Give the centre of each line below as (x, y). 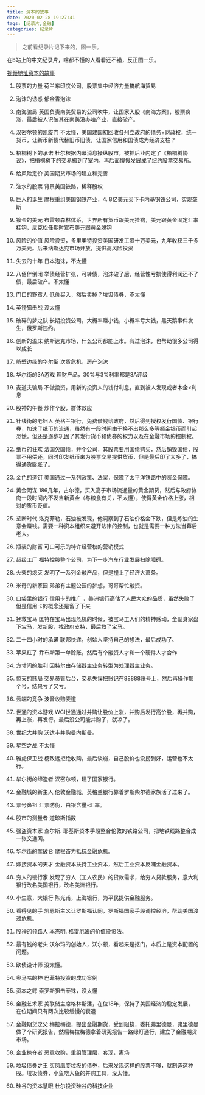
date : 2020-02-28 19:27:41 (41, 18)
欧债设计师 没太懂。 (40, 965)
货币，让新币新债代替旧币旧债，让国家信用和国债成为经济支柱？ (96, 140)
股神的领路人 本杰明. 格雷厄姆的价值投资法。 (71, 931)
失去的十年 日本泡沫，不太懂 (51, 261)
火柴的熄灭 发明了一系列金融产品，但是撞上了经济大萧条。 (89, 573)
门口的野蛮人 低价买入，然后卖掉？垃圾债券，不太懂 (80, 295)
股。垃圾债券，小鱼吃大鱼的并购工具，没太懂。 (74, 1073)
